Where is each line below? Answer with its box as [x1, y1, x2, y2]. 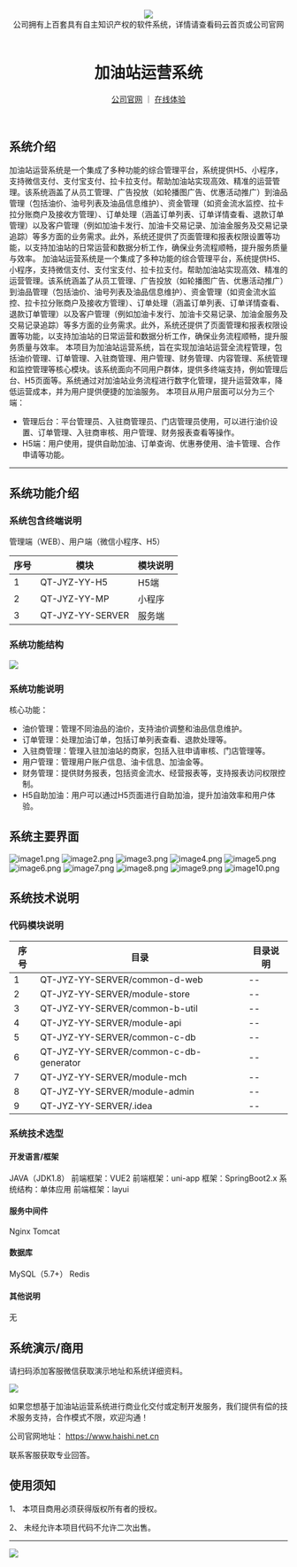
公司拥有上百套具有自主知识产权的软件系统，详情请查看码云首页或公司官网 [12, 19, 285, 29]
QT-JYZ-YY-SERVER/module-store [39, 988, 190, 1000]
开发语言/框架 [9, 1152, 59, 1162]
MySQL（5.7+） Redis [9, 1268, 90, 1279]
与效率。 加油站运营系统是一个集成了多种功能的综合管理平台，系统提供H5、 [9, 252, 286, 264]
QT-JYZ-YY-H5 [40, 576, 109, 588]
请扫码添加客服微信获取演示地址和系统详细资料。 [9, 1366, 187, 1377]
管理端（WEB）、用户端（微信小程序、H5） [9, 536, 165, 547]
